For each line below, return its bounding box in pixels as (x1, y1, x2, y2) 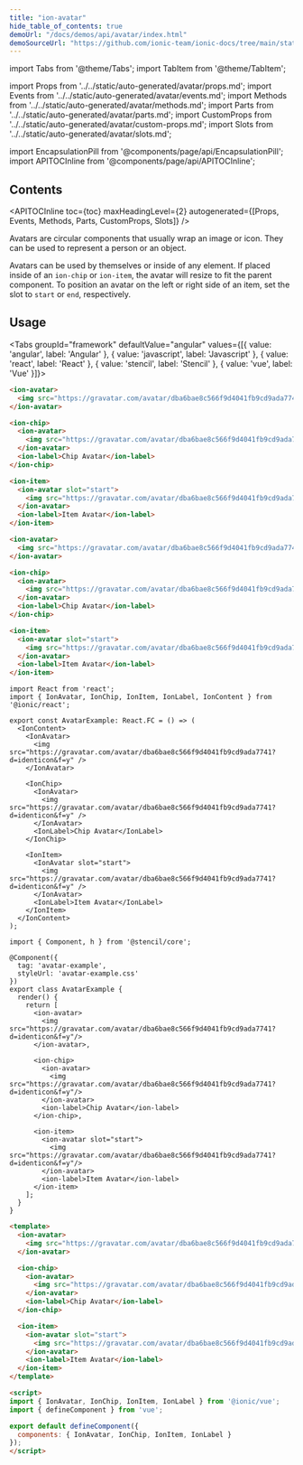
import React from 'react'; (9, 685, 115, 694)
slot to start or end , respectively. (9, 289, 132, 300)
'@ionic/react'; (9, 701, 70, 710)
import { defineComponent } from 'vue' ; (9, 1405, 164, 1414)
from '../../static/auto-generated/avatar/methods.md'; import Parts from (9, 100, 274, 111)
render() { (17, 993, 59, 1003)
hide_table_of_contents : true (9, 22, 124, 31)
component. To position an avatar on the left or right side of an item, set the (9, 279, 290, 290)
